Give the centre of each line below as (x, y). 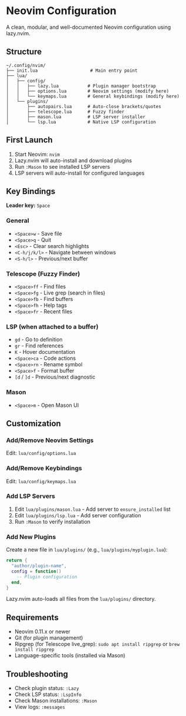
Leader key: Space (28, 205)
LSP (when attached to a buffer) (52, 326)
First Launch (29, 140)
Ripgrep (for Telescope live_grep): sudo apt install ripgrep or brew (97, 644)
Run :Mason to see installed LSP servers (62, 166)
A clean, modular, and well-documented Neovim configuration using (89, 27)
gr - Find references (39, 346)
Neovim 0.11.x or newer (42, 632)
